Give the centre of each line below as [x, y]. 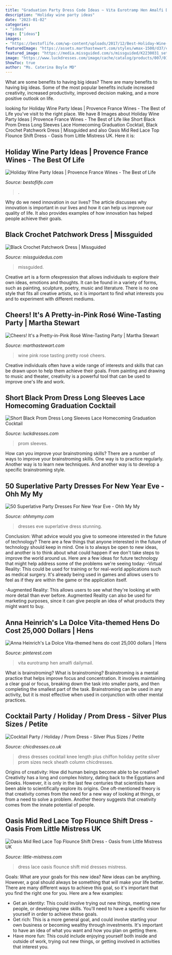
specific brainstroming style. [35, 470]
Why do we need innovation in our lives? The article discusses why [76, 202]
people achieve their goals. [34, 218]
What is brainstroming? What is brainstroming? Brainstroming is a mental [82, 673]
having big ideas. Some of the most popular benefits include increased [80, 87]
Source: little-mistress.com [34, 857]
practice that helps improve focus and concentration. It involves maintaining [85, 678]
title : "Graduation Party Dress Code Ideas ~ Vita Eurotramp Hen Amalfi [84, 10]
